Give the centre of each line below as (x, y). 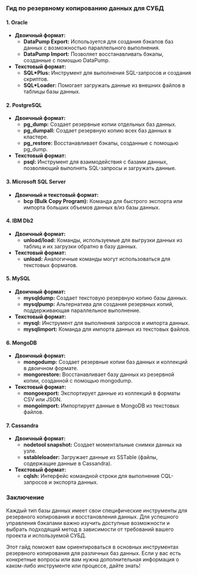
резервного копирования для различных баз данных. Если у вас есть (94, 553)
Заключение (25, 497)
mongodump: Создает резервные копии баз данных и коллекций (106, 362)
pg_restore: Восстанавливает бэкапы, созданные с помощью (101, 143)
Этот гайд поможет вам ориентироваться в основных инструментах (92, 547)
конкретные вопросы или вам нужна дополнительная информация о (93, 559)
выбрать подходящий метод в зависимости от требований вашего (90, 529)
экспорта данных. (76, 482)
